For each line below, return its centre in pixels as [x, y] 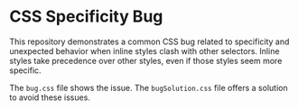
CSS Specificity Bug [86, 17]
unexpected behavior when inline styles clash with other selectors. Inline [144, 50]
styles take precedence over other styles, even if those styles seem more [146, 60]
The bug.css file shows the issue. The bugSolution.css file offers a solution [149, 87]
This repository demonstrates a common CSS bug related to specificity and [149, 41]
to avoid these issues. [50, 97]
